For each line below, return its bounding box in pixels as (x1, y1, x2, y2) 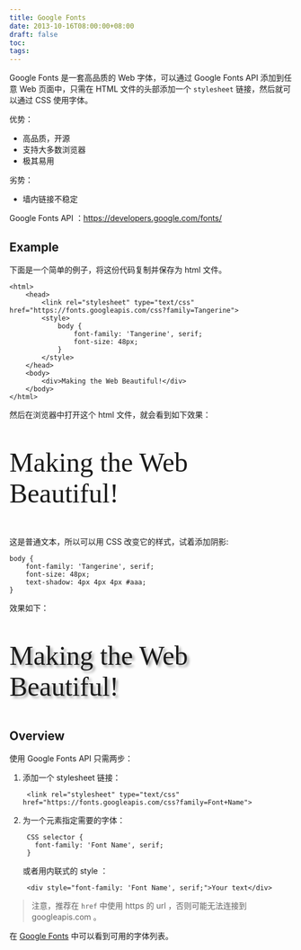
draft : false (9, 30, 58, 39)
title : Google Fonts (9, 13, 87, 22)
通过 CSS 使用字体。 (16, 95, 93, 106)
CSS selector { (26, 833, 84, 842)
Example (9, 239, 59, 254)
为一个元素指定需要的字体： (22, 815, 126, 826)
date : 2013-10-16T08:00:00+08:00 (9, 22, 135, 31)
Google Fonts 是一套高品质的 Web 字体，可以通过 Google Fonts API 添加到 (9, 73, 285, 84)
